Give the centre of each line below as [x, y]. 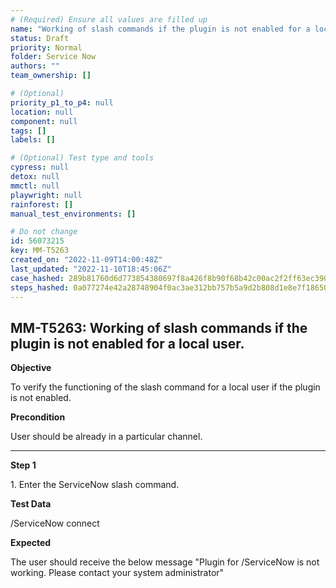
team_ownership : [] [51, 76]
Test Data [31, 504]
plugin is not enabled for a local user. [127, 343]
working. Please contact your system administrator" [117, 573]
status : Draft [40, 38]
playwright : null [46, 195]
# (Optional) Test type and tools [82, 158]
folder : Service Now [53, 57]
